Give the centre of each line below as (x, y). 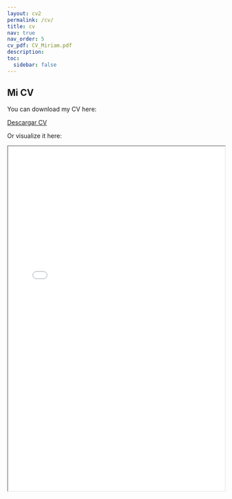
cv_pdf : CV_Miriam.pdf (40, 45)
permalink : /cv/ (30, 20)
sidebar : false (35, 65)
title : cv (21, 26)
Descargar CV (27, 123)
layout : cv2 (24, 13)
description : (26, 52)
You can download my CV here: (52, 109)
